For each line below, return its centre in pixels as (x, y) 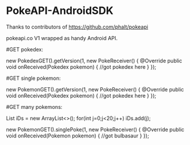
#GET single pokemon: (34, 78)
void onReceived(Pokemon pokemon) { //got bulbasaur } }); (77, 136)
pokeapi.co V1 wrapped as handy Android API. (62, 38)
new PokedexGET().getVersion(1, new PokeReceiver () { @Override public (94, 61)
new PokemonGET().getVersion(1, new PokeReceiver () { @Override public (95, 89)
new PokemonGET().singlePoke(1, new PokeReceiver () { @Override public (95, 129)
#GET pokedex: (25, 49)
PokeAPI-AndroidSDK (60, 11)
